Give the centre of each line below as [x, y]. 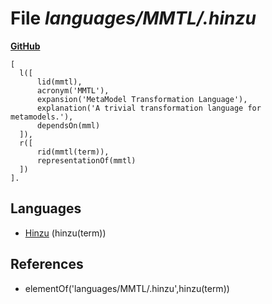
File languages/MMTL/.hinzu [133, 18]
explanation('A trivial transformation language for [149, 108]
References [47, 264]
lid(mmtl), [59, 82]
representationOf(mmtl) [86, 160]
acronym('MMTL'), [73, 90]
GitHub [25, 46]
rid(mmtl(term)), [73, 152]
